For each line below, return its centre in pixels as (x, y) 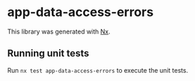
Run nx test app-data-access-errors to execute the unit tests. (98, 70)
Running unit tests (48, 53)
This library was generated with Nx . (59, 31)
